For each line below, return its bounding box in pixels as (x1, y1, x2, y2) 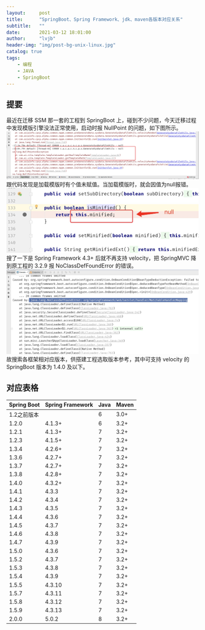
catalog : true (6, 49, 43, 55)
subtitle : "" (6, 23, 45, 29)
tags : (6, 55, 20, 61)
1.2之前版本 (9, 411, 39, 418)
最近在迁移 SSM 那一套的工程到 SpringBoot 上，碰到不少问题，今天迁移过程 (6, 117, 197, 124)
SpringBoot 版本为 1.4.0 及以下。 (6, 363, 88, 370)
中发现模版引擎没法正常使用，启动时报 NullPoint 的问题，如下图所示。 (6, 124, 182, 131)
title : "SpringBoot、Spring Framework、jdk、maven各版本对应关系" (6, 16, 183, 23)
